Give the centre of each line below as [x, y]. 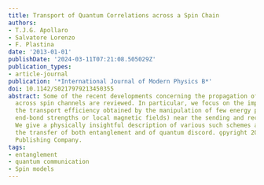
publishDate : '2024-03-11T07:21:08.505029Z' [82, 60]
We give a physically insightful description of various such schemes [133, 125]
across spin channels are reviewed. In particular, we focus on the [130, 103]
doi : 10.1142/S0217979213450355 [61, 89]
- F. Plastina [31, 45]
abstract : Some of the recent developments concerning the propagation [128, 96]
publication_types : [40, 67]
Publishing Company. [49, 140]
